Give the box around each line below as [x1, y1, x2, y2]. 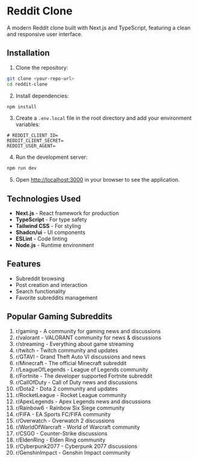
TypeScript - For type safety [15, 216, 87, 223]
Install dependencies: [15, 92, 69, 99]
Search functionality [15, 288, 66, 295]
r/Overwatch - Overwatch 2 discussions [15, 417, 115, 424]
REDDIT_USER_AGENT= [7, 143, 56, 149]
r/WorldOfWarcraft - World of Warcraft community [15, 423, 140, 431]
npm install [7, 103, 37, 109]
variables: [15, 121, 40, 128]
